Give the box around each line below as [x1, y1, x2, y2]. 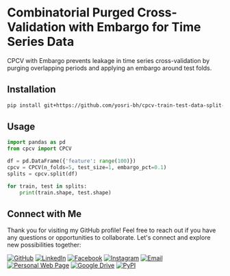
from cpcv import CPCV [7, 145, 72, 152]
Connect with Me [7, 208, 82, 220]
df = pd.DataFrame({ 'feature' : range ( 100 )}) [7, 158, 136, 165]
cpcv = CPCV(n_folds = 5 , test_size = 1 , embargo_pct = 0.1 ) [7, 164, 167, 171]
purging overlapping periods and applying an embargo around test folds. [7, 64, 212, 72]
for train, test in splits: [7, 183, 88, 190]
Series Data [7, 34, 75, 49]
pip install [7, 101, 41, 109]
